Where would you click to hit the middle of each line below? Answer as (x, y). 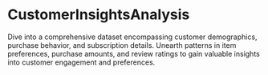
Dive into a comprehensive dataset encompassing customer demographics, (132, 37)
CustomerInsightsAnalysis (99, 15)
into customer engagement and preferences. (81, 62)
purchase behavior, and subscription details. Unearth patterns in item (122, 45)
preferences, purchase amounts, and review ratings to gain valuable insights (134, 53)
